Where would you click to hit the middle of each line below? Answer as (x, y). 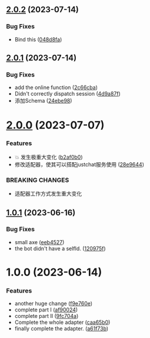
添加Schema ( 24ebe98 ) (43, 101)
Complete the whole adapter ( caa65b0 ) (62, 322)
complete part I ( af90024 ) (46, 310)
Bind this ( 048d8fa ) (38, 39)
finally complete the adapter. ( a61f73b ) (61, 329)
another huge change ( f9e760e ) (54, 304)
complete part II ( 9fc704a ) (46, 316)
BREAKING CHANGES (38, 180)
